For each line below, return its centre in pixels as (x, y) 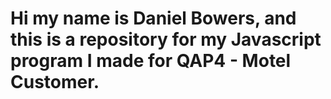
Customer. (55, 82)
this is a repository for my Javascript (166, 39)
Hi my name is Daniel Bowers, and (153, 18)
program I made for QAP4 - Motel (151, 61)
